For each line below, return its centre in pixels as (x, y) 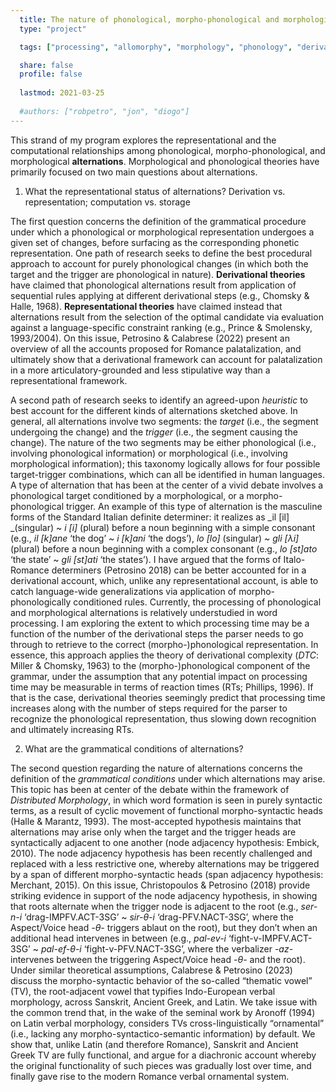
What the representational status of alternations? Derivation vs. (155, 191)
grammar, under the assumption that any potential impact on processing (159, 676)
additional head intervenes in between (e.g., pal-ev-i (118, 938)
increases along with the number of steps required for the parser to (149, 708)
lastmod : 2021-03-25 (62, 93)
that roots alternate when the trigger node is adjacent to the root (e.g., (154, 906)
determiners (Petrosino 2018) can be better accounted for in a (179, 570)
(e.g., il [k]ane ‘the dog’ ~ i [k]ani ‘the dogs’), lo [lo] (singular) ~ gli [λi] (155, 538)
